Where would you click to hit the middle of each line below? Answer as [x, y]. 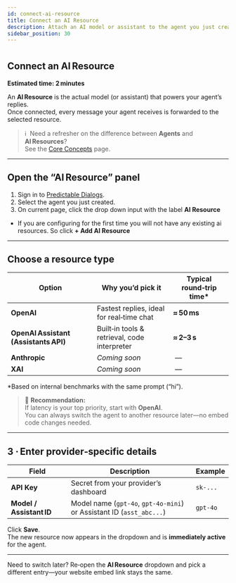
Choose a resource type [61, 259]
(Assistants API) [38, 342]
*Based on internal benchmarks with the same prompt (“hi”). [95, 387]
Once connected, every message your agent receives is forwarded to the [113, 112]
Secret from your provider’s [116, 483]
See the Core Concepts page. [67, 149]
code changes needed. [58, 422]
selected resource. [34, 119]
